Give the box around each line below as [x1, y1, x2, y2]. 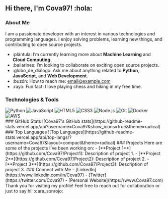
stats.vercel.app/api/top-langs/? [5, 134, 72, 140]
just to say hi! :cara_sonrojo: [5, 188, 63, 194]
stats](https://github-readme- [81, 118, 143, 124]
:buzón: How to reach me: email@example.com [12, 78, 111, 84]
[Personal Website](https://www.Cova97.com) [68, 177, 163, 183]
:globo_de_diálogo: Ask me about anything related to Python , [12, 67, 140, 73]
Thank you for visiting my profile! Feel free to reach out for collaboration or [5, 182, 160, 188]
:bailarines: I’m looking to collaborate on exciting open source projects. [12, 62, 159, 68]
